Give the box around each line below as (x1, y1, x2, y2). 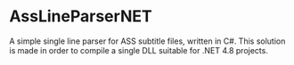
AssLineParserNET (9, 6, 153, 27)
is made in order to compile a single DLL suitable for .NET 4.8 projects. (9, 45, 269, 55)
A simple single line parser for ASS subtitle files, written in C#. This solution (9, 36, 286, 46)
